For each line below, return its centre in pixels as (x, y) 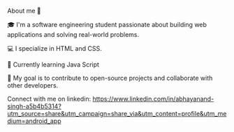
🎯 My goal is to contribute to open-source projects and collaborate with (110, 78)
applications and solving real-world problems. (73, 34)
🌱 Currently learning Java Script (53, 65)
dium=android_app (34, 121)
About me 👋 (24, 11)
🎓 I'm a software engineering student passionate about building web (107, 25)
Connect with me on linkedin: (49, 99)
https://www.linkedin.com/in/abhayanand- (153, 99)
